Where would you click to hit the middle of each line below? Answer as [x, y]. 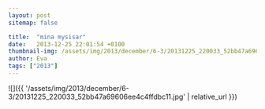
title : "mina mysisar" [47, 37]
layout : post [30, 15]
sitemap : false [33, 23]
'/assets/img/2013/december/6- [78, 88]
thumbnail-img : [33, 52]
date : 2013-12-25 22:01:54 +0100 [67, 44]
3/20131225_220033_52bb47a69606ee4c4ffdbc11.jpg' [97, 96]
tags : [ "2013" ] [33, 66]
